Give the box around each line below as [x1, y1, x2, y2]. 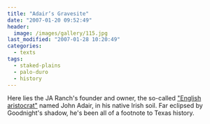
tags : [7, 56, 23, 63]
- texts [13, 49, 36, 56]
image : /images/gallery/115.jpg [13, 29, 108, 37]
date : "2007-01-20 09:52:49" [7, 17, 92, 24]
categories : [7, 42, 42, 49]
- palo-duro [13, 68, 49, 75]
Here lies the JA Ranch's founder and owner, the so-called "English [7, 94, 202, 102]
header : [7, 23, 30, 30]
